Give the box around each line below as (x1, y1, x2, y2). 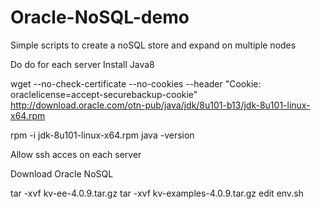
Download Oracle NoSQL (10, 167, 114, 180)
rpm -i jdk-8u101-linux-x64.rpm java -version (10, 129, 195, 141)
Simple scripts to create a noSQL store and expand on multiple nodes (10, 39, 297, 51)
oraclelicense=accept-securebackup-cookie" (10, 88, 198, 100)
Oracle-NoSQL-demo (10, 6, 190, 29)
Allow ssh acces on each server (10, 148, 142, 160)
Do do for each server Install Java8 (10, 58, 155, 70)
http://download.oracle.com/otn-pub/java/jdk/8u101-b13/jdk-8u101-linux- (10, 99, 311, 111)
